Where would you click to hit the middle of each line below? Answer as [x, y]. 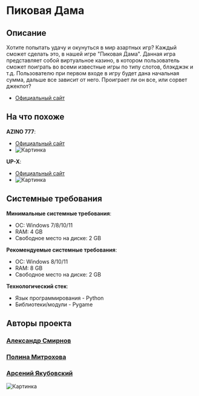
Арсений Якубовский [40, 373]
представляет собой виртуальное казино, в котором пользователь [93, 60]
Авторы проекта [39, 324]
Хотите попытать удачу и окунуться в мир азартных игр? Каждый [92, 47]
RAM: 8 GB [29, 268]
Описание [26, 33]
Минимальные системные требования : [59, 213]
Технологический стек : [37, 286]
